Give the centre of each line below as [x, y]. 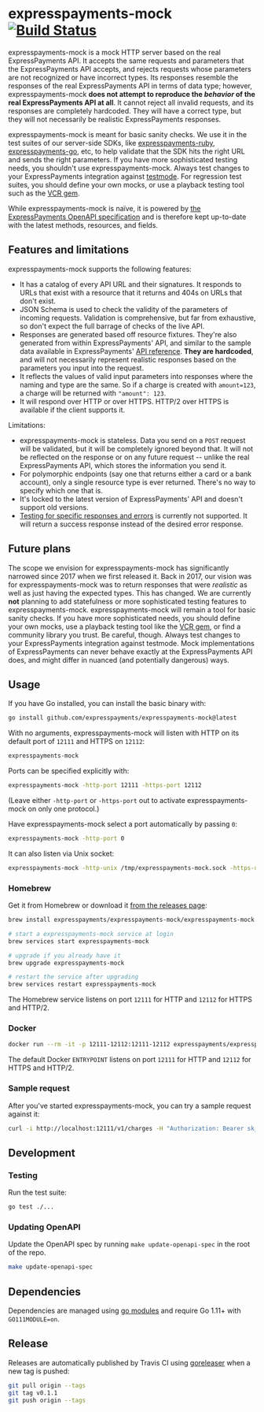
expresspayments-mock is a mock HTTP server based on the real [115, 52]
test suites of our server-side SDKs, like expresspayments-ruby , [112, 143]
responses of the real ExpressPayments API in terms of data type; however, [130, 85]
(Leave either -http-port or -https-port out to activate [97, 800]
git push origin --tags [47, 1400]
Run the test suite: [37, 1193]
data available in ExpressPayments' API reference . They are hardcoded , [136, 351]
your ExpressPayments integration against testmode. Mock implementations [132, 643]
